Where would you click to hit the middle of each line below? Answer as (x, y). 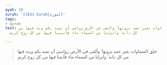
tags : (11, 19)
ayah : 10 (14, 10)
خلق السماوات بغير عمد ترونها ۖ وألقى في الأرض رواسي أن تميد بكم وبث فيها (87, 51)
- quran (13, 24)
